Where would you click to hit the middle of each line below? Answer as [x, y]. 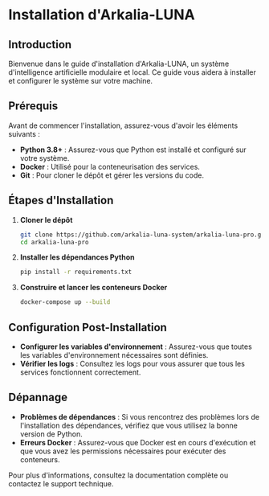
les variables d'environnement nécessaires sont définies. [114, 355]
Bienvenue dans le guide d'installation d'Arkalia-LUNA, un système [119, 64]
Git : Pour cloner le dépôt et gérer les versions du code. [112, 175]
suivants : [24, 133]
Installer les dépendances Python [77, 257]
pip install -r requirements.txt [76, 272]
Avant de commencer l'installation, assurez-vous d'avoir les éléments [123, 125]
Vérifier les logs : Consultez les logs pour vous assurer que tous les [132, 363]
